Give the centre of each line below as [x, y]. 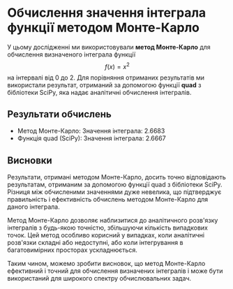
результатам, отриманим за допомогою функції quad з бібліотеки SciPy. [115, 185]
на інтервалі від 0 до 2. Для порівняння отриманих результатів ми [106, 77]
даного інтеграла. [34, 207]
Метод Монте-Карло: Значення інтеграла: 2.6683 [91, 131]
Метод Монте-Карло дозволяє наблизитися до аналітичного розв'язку [113, 221]
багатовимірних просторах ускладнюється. [72, 250]
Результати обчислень [59, 114]
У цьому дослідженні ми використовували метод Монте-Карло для [109, 47]
